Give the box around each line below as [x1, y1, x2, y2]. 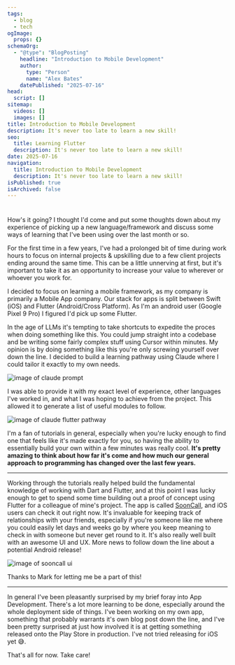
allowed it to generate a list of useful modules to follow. [7, 402, 166, 411]
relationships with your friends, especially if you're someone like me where [7, 516, 223, 525]
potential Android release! [7, 546, 82, 554]
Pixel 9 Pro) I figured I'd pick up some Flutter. [7, 309, 138, 318]
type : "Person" [25, 68, 71, 75]
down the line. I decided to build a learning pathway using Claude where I [7, 353, 219, 361]
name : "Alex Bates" [25, 75, 83, 82]
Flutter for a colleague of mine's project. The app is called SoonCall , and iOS [7, 501, 227, 510]
